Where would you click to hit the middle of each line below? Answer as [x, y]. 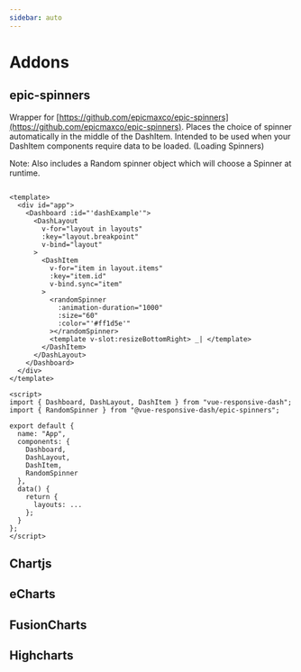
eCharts [32, 594]
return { [42, 496]
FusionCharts [48, 625]
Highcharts [41, 655]
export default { [42, 426]
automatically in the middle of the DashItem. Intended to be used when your [150, 136]
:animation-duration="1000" [110, 307]
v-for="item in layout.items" [106, 268]
